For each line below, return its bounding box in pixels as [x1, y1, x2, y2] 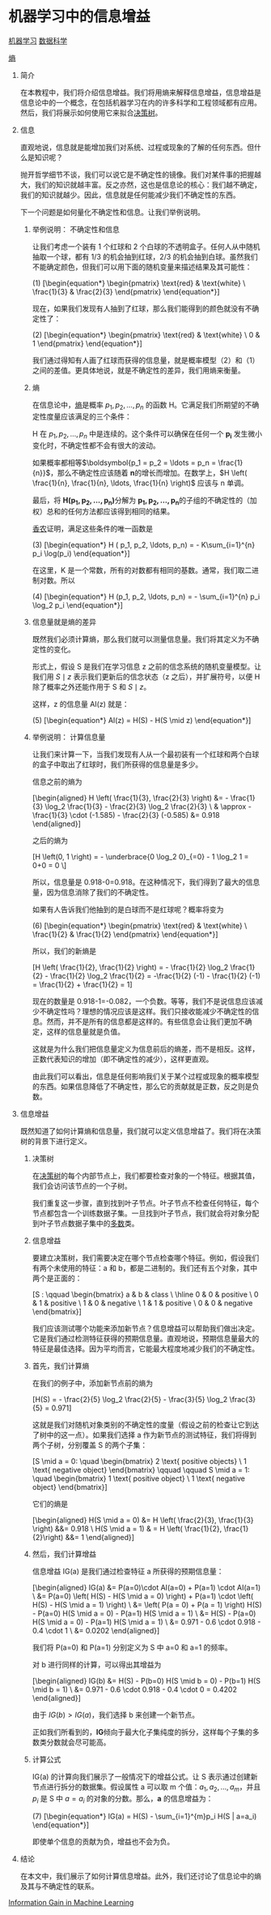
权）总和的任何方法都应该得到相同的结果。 [32, 506, 175, 516]
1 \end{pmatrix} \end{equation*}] [32, 338, 143, 348]
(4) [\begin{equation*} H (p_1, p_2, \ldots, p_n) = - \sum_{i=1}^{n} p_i [32, 592, 260, 601]
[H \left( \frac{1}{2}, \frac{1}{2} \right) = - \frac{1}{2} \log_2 [32, 962, 229, 972]
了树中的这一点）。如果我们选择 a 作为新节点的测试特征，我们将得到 [32, 1430, 257, 1440]
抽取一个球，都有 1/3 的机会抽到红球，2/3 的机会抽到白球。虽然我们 [32, 252, 259, 261]
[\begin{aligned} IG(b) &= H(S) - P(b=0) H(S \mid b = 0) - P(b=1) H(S [32, 1676, 261, 1686]
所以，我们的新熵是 [32, 946, 97, 956]
